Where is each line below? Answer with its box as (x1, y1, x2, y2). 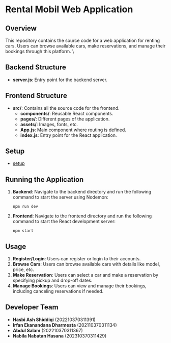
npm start (12, 228, 34, 233)
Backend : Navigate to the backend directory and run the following (12, 189, 152, 195)
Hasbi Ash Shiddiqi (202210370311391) (12, 316, 96, 323)
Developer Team (5, 303, 59, 312)
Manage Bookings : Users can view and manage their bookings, (12, 283, 147, 289)
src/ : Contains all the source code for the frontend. (12, 105, 120, 111)
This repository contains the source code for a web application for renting (5, 37, 160, 43)
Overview (5, 24, 37, 33)
